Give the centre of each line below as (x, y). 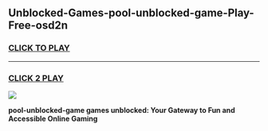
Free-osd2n (38, 26)
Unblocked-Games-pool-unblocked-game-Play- (131, 13)
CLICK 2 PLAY (36, 78)
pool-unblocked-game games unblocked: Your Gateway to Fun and (122, 110)
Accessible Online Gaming (53, 118)
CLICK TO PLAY (39, 48)
